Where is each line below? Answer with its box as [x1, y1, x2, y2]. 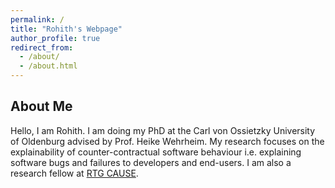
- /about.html [19, 61, 78, 71]
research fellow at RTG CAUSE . [10, 167, 139, 179]
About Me [10, 98, 73, 115]
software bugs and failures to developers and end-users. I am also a [10, 156, 292, 168]
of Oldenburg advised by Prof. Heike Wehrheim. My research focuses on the [10, 135, 325, 147]
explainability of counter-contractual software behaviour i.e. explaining [10, 146, 302, 158]
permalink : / [10, 14, 65, 25]
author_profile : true [10, 33, 101, 43]
